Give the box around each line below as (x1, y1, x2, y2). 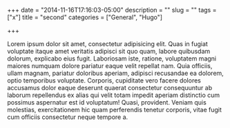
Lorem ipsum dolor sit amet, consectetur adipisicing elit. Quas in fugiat (7, 40, 209, 47)
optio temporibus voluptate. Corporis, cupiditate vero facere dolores (7, 76, 202, 85)
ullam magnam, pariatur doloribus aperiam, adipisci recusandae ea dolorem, (7, 69, 224, 77)
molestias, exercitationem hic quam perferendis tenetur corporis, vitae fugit (7, 106, 222, 114)
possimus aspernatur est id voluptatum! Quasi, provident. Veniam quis (7, 98, 207, 106)
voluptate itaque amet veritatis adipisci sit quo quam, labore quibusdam (7, 47, 211, 55)
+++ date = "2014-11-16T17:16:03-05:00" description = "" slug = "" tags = (7, 6, 217, 14)
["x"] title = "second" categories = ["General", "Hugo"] (7, 13, 163, 21)
